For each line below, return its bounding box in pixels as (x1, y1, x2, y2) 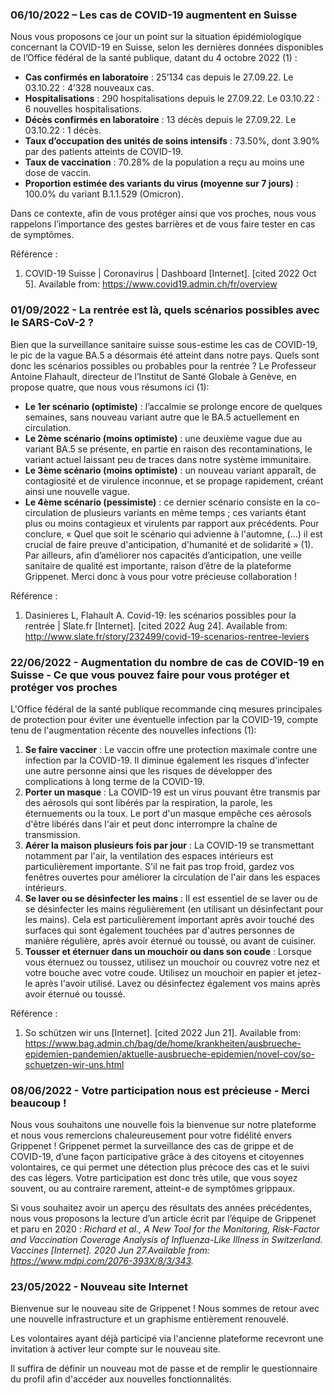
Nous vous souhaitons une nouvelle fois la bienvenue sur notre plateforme (10, 1119, 317, 1131)
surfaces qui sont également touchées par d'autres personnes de (24, 924, 295, 936)
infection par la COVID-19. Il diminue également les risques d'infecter (24, 754, 310, 766)
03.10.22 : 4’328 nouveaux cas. (24, 82, 155, 94)
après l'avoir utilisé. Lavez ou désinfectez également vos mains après (34, 977, 321, 989)
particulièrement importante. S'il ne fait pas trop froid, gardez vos (24, 860, 295, 872)
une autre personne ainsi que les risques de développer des (24, 764, 273, 777)
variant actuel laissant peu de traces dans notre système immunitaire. (24, 453, 312, 465)
